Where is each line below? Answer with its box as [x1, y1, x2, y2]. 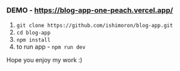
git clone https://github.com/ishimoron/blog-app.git [16, 23, 173, 29]
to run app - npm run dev [16, 43, 86, 51]
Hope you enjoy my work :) [6, 56, 83, 64]
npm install [16, 37, 51, 44]
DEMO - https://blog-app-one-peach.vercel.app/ [6, 5, 174, 15]
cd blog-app [16, 29, 51, 36]
